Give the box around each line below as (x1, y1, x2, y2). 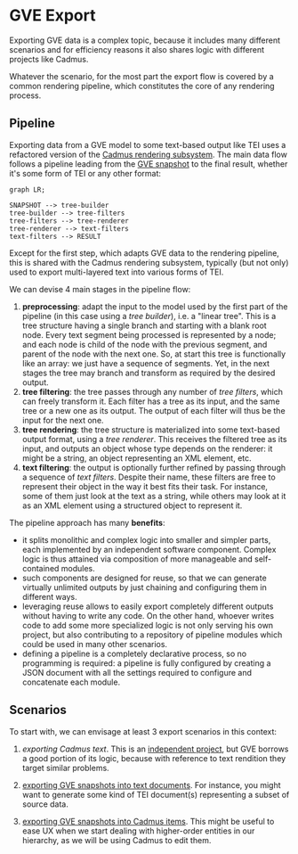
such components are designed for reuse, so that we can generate (21, 572, 267, 583)
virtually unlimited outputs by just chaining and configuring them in (21, 581, 267, 593)
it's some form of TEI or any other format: (9, 168, 162, 178)
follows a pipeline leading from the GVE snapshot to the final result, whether (9, 158, 288, 169)
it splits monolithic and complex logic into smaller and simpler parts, (21, 534, 271, 545)
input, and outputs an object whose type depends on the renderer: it (21, 443, 273, 454)
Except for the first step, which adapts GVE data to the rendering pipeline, (9, 247, 280, 259)
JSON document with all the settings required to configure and (21, 667, 252, 677)
